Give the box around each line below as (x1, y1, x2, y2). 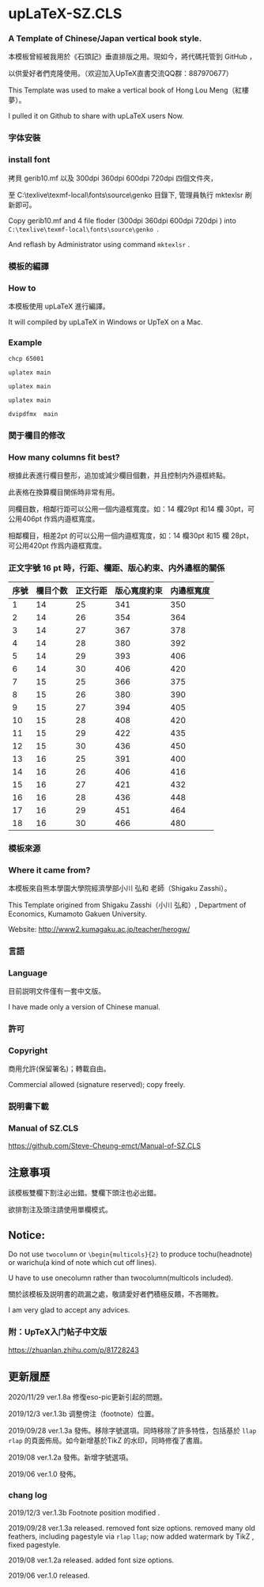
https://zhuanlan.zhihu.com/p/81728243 (8, 1345, 140, 1354)
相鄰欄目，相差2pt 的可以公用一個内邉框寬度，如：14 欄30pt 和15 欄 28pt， (8, 531, 254, 540)
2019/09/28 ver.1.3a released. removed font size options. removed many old (8, 1523, 255, 1532)
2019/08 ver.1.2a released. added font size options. (8, 1555, 175, 1565)
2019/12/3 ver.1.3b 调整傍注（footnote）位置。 (8, 1409, 159, 1418)
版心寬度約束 (115, 585, 164, 596)
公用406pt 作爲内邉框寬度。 (8, 514, 100, 524)
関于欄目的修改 (8, 430, 66, 441)
